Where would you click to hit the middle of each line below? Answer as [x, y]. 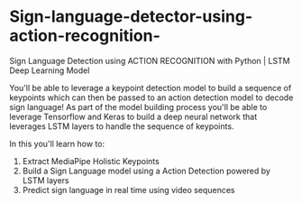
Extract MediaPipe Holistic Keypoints [91, 161]
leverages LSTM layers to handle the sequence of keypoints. [122, 126]
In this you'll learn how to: [57, 144]
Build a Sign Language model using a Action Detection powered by [146, 171]
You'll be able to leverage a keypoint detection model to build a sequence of [151, 88]
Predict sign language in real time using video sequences [128, 190]
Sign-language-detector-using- [131, 17]
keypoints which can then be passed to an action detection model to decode [151, 97]
